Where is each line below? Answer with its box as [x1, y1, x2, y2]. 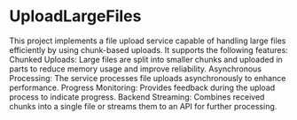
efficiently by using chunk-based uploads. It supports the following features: [9, 44, 288, 55]
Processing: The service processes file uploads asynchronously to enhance [9, 72, 286, 83]
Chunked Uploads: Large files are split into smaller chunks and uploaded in [9, 54, 284, 64]
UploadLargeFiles [9, 6, 142, 26]
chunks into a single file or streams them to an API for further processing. [9, 101, 277, 111]
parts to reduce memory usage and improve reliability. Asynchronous [9, 64, 262, 74]
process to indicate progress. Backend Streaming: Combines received [9, 91, 265, 102]
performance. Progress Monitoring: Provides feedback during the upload [9, 82, 276, 93]
